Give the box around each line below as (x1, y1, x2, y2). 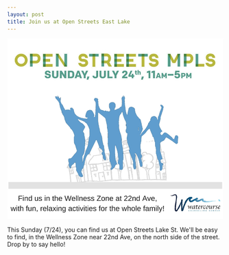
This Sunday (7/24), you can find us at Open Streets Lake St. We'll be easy (7, 226, 218, 234)
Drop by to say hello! (7, 240, 66, 248)
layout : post (7, 11, 45, 18)
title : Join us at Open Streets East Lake (7, 18, 130, 25)
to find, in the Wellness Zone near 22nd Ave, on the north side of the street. (7, 233, 220, 241)
